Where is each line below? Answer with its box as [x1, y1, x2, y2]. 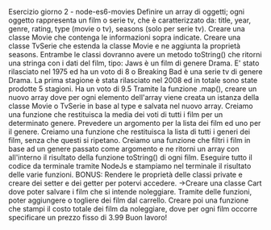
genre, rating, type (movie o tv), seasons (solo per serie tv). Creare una [8, 24, 246, 33]
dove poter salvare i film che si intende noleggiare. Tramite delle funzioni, [8, 187, 252, 196]
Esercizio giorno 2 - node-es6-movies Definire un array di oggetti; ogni [8, 7, 245, 16]
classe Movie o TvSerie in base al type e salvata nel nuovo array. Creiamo [8, 101, 254, 111]
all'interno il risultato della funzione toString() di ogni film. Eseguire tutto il [8, 153, 252, 162]
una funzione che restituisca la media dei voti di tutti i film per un [8, 110, 223, 119]
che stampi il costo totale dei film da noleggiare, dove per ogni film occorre [8, 204, 258, 213]
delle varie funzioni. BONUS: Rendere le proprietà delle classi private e [8, 169, 244, 179]
